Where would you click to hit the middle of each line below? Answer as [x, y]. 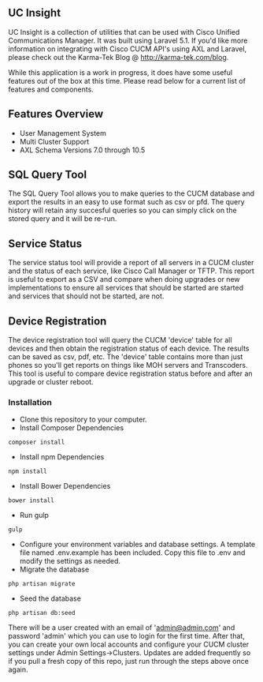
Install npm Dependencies [62, 457]
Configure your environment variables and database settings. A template [137, 545]
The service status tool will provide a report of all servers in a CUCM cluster [131, 263]
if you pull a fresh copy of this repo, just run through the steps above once [129, 661]
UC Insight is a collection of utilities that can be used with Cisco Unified [124, 32]
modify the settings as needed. [70, 561]
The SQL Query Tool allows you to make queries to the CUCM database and [131, 193]
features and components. [51, 89]
